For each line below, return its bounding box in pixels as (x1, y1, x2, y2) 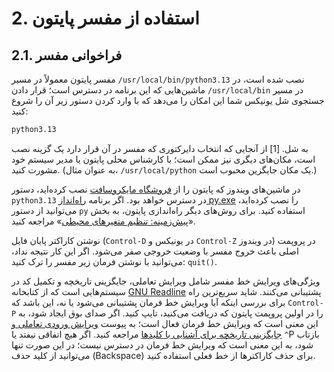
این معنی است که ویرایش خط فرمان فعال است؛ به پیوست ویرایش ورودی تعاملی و (11, 317, 319, 329)
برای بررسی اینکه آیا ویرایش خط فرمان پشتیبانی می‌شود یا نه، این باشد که (11, 296, 286, 308)
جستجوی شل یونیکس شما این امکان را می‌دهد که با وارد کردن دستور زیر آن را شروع (11, 95, 325, 106)
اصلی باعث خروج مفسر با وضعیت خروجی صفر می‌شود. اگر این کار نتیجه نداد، (11, 245, 299, 257)
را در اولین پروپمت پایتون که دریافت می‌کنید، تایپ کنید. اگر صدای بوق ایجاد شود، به (18, 307, 324, 319)
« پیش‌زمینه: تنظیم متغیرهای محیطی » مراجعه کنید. (11, 215, 196, 227)
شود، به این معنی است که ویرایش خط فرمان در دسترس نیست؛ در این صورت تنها (11, 338, 314, 351)
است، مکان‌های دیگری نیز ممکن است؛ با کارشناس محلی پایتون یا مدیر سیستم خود (11, 153, 316, 165)
